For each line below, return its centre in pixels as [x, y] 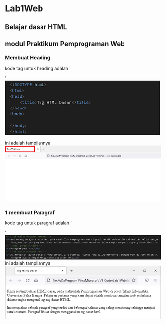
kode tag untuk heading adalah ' [38, 69]
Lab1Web [24, 9]
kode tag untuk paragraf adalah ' [38, 223]
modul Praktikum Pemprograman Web [65, 43]
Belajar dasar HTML [36, 27]
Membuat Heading [28, 57]
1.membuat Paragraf [30, 212]
